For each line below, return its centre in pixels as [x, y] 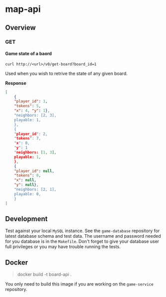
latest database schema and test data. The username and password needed [83, 236]
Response [16, 83]
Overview [21, 28]
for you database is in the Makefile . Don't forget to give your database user [82, 241]
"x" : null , [25, 180]
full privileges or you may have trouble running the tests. [63, 247]
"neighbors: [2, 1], [35, 190]
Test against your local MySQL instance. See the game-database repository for [83, 231]
